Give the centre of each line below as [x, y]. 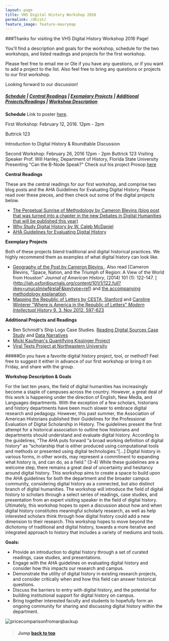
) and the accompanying [115, 288]
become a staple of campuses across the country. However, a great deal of [84, 392]
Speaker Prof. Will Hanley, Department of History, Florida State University [82, 159]
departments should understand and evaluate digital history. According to [82, 435]
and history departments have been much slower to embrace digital [76, 408]
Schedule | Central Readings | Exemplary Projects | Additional [72, 96]
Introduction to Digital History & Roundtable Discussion [63, 144]
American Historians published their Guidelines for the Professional [75, 419]
